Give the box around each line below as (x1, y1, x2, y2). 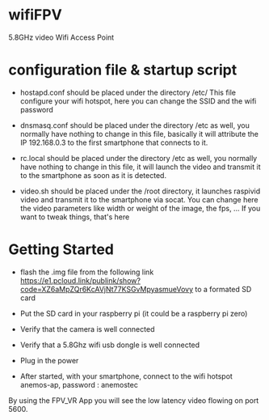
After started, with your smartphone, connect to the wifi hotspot (19, 371, 233, 381)
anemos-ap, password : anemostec (19, 380, 139, 389)
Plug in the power (19, 355, 79, 365)
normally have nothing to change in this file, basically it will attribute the (19, 129, 258, 138)
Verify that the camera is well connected (19, 324, 155, 333)
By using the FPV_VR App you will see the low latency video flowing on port (8, 395, 259, 405)
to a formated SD (195, 284, 252, 294)
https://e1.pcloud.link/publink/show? (19, 275, 141, 285)
